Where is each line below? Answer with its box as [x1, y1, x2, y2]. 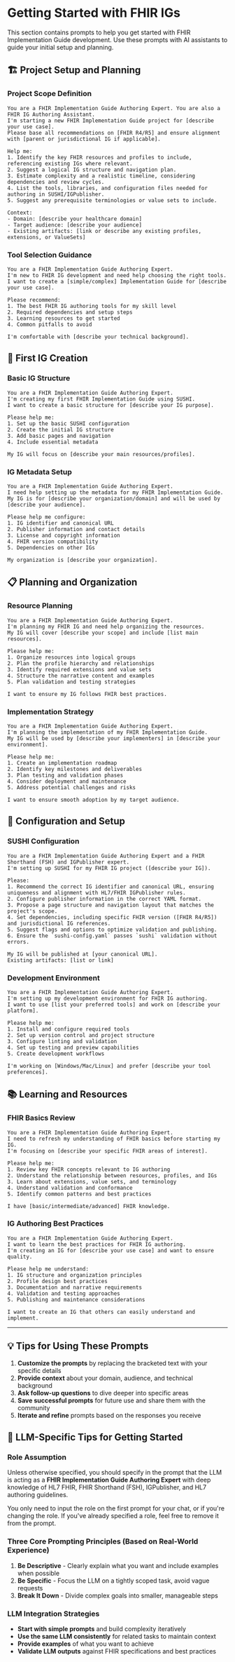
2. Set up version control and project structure [7, 1031, 155, 1039]
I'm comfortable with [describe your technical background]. [7, 333, 190, 340]
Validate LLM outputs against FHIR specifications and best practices [17, 1647, 217, 1655]
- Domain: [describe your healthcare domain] [7, 215, 142, 222]
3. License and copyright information [7, 532, 120, 539]
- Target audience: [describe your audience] [7, 221, 142, 229]
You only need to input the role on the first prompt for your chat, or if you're [7, 1504, 225, 1513]
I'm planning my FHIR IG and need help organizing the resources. [7, 623, 205, 630]
